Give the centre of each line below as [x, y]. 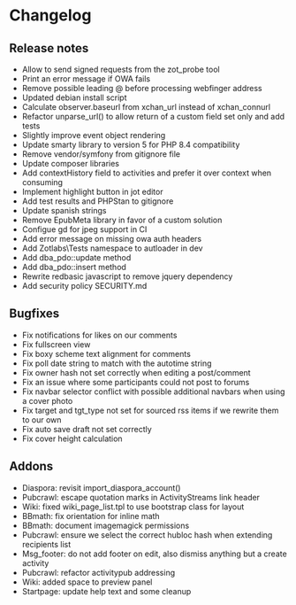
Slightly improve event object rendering [94, 135]
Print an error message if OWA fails [86, 79]
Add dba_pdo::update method [76, 257]
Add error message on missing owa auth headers [111, 239]
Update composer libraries [70, 163]
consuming [42, 182]
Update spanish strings [65, 210]
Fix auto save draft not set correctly [87, 429]
